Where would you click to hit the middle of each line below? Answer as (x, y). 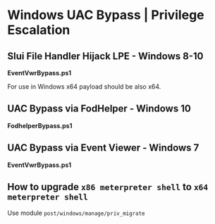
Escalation (39, 30)
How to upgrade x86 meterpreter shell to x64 (108, 187)
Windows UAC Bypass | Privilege (106, 15)
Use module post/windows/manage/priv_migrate (76, 213)
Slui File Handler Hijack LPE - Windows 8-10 (105, 56)
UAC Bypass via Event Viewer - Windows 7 (103, 148)
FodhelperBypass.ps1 (40, 125)
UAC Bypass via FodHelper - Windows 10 (99, 109)
